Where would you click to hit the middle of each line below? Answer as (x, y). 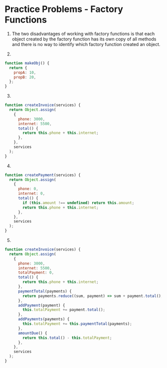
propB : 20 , (25, 77)
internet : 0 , (31, 193)
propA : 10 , (25, 72)
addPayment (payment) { (41, 305)
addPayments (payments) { (44, 319)
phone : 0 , (28, 189)
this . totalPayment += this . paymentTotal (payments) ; (78, 324)
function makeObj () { (27, 63)
